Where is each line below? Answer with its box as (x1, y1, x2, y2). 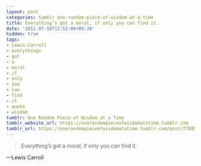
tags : (6, 37, 20, 43)
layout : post (6, 8, 39, 15)
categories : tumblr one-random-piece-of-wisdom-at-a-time (6, 14, 154, 20)
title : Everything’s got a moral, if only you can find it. (6, 20, 160, 26)
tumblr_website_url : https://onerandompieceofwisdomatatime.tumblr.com (6, 120, 188, 126)
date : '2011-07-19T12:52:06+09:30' (6, 25, 95, 32)
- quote (6, 103, 26, 110)
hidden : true (6, 31, 39, 37)
